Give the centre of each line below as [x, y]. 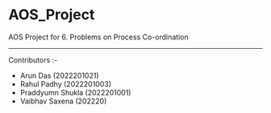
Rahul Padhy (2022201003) [65, 84]
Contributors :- [33, 60]
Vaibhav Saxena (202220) [63, 101]
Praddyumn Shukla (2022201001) [75, 92]
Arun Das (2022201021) [59, 75]
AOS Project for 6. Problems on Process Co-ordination [98, 37]
